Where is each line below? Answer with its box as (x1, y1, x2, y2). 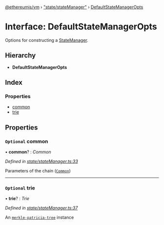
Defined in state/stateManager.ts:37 (5, 205, 78, 211)
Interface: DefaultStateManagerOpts (5, 21, 157, 32)
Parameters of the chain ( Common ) (5, 168, 71, 174)
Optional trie (5, 185, 35, 191)
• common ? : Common (5, 149, 51, 155)
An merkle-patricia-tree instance (5, 214, 74, 221)
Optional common (5, 138, 48, 145)
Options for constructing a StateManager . (5, 37, 89, 43)
